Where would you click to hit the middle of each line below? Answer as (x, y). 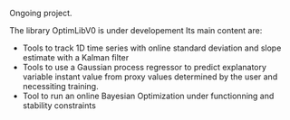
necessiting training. (60, 86)
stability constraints (59, 106)
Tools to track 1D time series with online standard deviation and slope (152, 48)
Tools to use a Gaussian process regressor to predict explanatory (145, 67)
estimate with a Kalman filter (76, 57)
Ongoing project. (41, 13)
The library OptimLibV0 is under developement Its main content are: (136, 30)
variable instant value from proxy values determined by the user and (150, 77)
